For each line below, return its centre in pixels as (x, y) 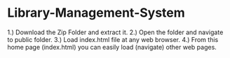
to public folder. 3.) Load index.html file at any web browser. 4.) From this (113, 39)
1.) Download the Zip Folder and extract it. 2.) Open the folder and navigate (115, 32)
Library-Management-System (96, 13)
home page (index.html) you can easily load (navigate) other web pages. (112, 47)
